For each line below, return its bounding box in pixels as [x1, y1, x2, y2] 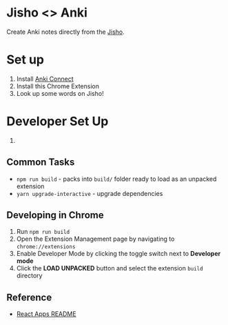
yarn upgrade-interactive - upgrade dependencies [16, 189, 163, 197]
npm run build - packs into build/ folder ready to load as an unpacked [16, 175, 217, 183]
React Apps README [16, 310, 76, 318]
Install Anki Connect [16, 75, 74, 83]
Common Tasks [6, 157, 75, 168]
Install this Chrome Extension [16, 81, 99, 90]
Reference [6, 291, 52, 303]
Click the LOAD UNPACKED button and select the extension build [16, 264, 204, 273]
